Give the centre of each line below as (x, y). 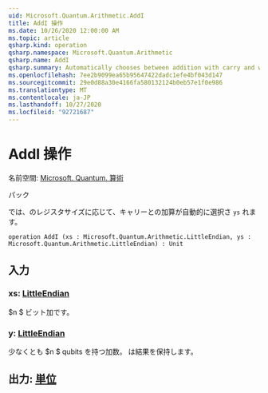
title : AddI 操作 (36, 23)
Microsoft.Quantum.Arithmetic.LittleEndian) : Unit (96, 244)
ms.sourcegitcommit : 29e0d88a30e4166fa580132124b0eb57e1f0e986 (116, 82)
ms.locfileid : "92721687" (51, 113)
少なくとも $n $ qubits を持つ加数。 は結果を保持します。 (103, 351)
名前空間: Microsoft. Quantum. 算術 (66, 177)
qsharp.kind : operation (48, 46)
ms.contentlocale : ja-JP (49, 97)
